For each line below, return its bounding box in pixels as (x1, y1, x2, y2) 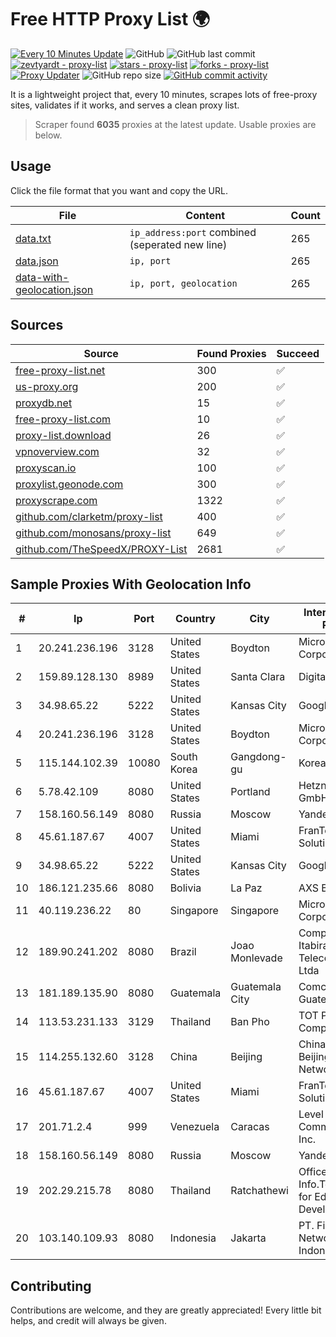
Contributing (10, 1277, 92, 1295)
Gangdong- (230, 750, 287, 764)
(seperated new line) (129, 237, 228, 251)
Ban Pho (230, 1015, 270, 1029)
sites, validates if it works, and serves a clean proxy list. (10, 99, 240, 111)
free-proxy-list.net (15, 363, 106, 377)
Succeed (276, 346, 320, 360)
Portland (230, 785, 271, 799)
